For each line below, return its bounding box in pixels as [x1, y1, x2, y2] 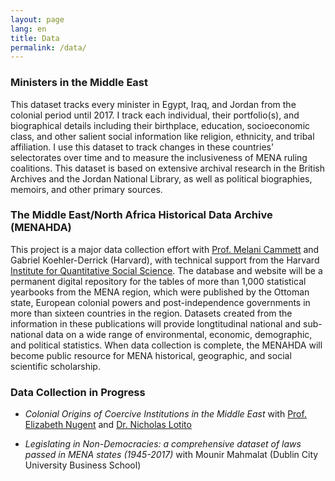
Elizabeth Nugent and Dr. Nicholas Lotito [24, 419, 192, 431]
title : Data [10, 33, 60, 43]
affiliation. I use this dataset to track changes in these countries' [10, 141, 275, 153]
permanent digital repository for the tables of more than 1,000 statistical [10, 275, 307, 287]
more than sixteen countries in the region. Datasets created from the [10, 307, 293, 319]
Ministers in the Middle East [10, 76, 148, 90]
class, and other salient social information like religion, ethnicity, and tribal [10, 130, 315, 142]
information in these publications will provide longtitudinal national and [10, 317, 302, 330]
